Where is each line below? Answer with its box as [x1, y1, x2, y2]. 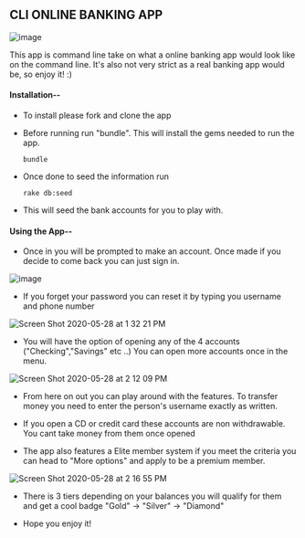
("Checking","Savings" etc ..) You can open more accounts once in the [22, 346, 289, 357]
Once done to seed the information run [22, 171, 170, 182]
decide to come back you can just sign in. [22, 256, 180, 267]
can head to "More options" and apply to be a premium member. [22, 456, 266, 467]
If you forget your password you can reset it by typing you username [22, 291, 281, 302]
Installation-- [9, 90, 61, 100]
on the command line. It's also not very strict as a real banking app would [9, 58, 285, 69]
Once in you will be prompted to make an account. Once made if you [22, 246, 281, 257]
